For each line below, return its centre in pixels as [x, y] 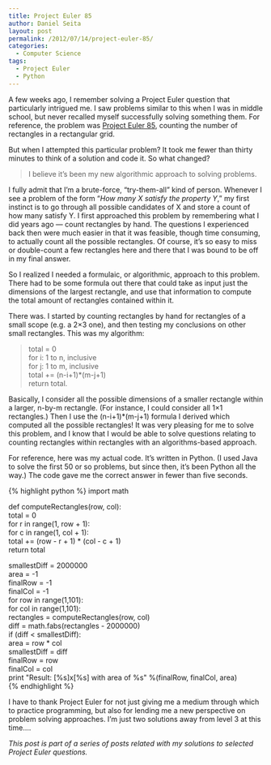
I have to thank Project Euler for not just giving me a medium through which [134, 702]
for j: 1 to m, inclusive [64, 366]
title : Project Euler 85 [50, 16]
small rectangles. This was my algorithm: [76, 333]
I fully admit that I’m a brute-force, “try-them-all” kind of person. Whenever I [135, 189]
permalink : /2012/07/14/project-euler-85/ [81, 39]
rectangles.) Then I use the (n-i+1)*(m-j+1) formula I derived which [119, 416]
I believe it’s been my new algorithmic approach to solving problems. [142, 174]
